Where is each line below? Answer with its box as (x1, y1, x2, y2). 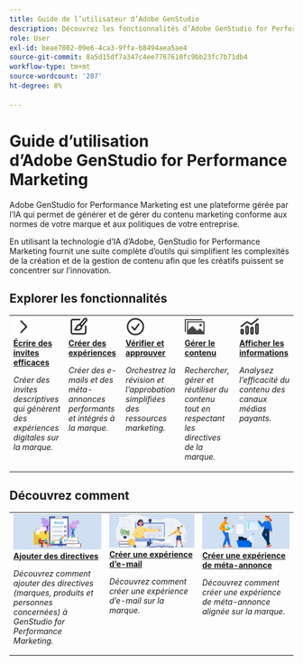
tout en (184, 403, 211, 415)
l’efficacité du (238, 375, 290, 386)
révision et (125, 375, 165, 386)
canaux (238, 394, 268, 405)
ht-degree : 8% (9, 81, 63, 90)
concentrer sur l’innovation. (9, 265, 112, 276)
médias (238, 403, 267, 415)
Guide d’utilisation (9, 131, 150, 151)
